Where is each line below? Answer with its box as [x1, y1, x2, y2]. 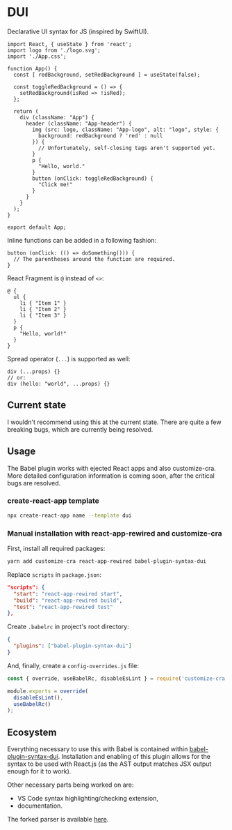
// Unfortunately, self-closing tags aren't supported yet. [38, 144, 216, 151]
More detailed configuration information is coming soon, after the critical [7, 471, 215, 480]
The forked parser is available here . [7, 815, 109, 824]
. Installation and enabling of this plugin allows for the [58, 753, 210, 761]
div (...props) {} [7, 368, 60, 375]
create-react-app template [7, 496, 99, 506]
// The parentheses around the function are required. [13, 255, 176, 262]
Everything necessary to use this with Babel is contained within [7, 745, 188, 753]
